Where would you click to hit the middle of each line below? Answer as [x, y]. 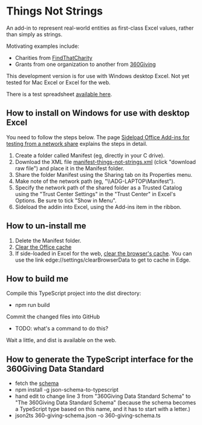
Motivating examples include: [43, 46]
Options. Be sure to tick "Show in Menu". [66, 200]
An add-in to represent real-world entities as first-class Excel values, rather [100, 28]
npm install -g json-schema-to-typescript [67, 390]
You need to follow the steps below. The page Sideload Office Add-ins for [98, 137]
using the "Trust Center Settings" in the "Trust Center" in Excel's [95, 194]
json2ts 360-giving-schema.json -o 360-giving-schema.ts [88, 415]
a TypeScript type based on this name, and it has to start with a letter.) [103, 409]
